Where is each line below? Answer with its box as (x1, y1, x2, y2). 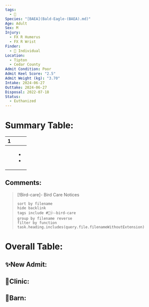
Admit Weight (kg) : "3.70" (5, 76, 60, 81)
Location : (5, 53, 25, 58)
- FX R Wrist (9, 39, 36, 44)
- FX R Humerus (9, 35, 41, 40)
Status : (5, 94, 21, 99)
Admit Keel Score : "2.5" (5, 71, 56, 76)
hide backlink (17, 205, 46, 211)
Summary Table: (5, 120, 74, 131)
